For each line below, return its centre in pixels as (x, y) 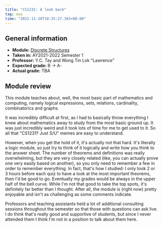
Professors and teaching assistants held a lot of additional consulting (74, 204)
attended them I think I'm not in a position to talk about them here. (71, 219)
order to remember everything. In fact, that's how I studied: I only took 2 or (80, 168)
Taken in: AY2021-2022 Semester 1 (48, 55)
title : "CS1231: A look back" (36, 9)
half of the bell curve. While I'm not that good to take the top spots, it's (76, 184)
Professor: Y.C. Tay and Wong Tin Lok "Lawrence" (63, 60)
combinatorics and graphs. (32, 108)
